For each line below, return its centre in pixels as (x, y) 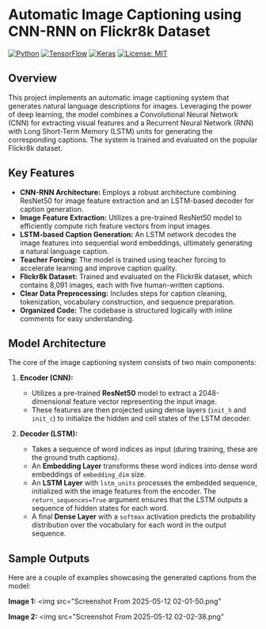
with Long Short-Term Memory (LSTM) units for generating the (111, 131)
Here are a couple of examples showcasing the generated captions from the (133, 577)
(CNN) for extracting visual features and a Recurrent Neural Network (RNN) (131, 123)
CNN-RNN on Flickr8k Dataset (109, 31)
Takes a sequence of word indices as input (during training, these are (144, 449)
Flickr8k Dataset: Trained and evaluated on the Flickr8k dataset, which (136, 276)
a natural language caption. (64, 251)
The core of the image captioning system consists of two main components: (132, 362)
